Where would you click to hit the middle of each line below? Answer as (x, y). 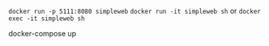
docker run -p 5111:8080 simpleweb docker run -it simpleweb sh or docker (134, 11)
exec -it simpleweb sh (47, 19)
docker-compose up (43, 33)
